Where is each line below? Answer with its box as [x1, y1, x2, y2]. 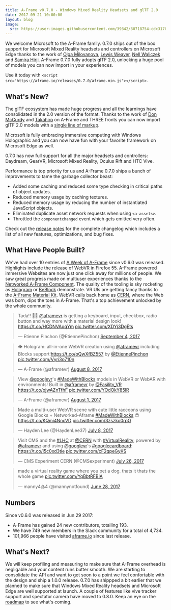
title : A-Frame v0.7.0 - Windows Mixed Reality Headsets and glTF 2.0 [5, 7, 158, 13]
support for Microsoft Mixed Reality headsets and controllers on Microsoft [5, 46, 160, 52]
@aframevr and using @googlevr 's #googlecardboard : [17, 442, 133, 449]
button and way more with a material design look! [17, 318, 121, 324]
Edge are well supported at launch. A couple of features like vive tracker [5, 588, 157, 594]
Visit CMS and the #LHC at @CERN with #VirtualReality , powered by [17, 437, 161, 443]
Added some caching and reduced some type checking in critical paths [12, 183, 163, 189]
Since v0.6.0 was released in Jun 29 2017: [5, 512, 94, 518]
